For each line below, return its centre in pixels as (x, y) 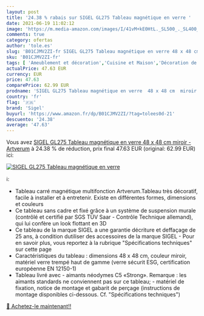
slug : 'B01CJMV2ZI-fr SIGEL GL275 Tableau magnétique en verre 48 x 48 (99, 52)
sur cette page (33, 249)
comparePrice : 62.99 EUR (38, 86)
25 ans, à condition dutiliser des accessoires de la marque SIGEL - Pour (105, 236)
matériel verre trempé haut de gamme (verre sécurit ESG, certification (102, 263)
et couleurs (29, 204)
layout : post (23, 12)
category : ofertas (29, 40)
